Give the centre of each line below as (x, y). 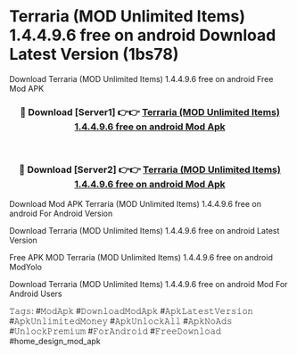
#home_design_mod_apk (55, 341)
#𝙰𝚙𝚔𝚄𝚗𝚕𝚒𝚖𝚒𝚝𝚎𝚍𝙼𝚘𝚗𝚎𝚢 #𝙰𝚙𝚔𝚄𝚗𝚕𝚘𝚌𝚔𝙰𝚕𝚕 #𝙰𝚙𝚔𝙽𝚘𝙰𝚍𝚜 (121, 321)
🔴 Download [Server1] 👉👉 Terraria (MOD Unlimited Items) (150, 111)
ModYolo (26, 267)
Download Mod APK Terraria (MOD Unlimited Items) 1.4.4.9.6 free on (135, 203)
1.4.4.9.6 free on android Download (143, 35)
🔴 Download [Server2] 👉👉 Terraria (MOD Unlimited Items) (150, 169)
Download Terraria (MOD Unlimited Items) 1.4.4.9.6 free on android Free (141, 78)
